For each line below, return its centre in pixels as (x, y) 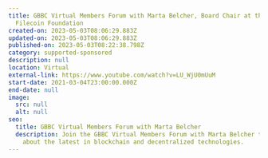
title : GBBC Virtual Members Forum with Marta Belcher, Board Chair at (130, 16)
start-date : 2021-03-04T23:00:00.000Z (73, 82)
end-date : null (33, 90)
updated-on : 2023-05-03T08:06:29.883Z (73, 38)
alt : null (32, 113)
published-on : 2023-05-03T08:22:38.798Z (77, 45)
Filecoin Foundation (49, 23)
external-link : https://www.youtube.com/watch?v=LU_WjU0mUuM (112, 75)
